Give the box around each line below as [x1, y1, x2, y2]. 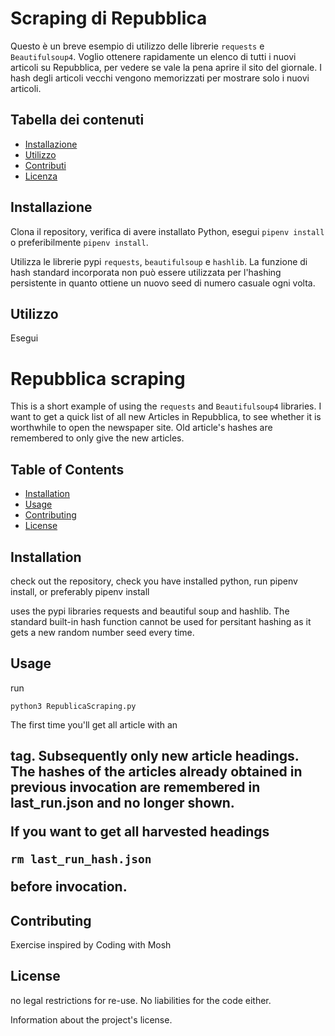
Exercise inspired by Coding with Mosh [10, 938, 172, 951]
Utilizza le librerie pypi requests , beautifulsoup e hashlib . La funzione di [10, 255, 308, 267]
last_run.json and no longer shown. [10, 795, 235, 812]
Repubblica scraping [10, 367, 186, 390]
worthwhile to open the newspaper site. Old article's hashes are [10, 422, 273, 434]
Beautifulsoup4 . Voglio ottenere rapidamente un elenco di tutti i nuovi [10, 50, 297, 62]
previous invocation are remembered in [10, 779, 261, 796]
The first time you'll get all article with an [10, 718, 178, 731]
